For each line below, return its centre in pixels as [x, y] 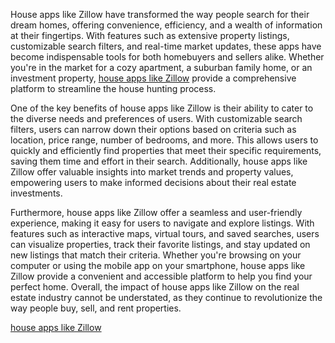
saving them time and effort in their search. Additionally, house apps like [159, 161]
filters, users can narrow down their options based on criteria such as [153, 129]
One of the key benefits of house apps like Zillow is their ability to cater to [162, 108]
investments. [36, 193]
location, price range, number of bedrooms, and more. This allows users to [164, 140]
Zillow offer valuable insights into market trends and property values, [152, 172]
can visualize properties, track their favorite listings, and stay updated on [160, 244]
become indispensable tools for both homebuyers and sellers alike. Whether [167, 57]
